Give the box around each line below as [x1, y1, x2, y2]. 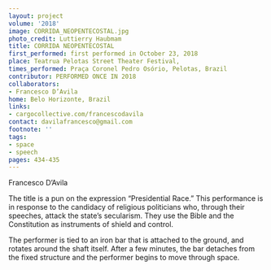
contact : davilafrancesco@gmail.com [8, 118, 133, 126]
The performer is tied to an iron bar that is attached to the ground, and [8, 235, 244, 245]
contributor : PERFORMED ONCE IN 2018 [8, 72, 137, 81]
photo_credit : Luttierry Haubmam [8, 34, 122, 43]
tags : [8, 133, 27, 141]
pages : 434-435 [8, 155, 60, 163]
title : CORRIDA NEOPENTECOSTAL [8, 42, 115, 50]
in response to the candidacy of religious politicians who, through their [8, 202, 246, 212]
